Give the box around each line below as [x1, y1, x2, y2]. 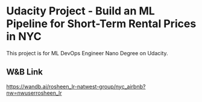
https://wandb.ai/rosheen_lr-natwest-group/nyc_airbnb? [6, 83, 146, 90]
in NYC [6, 30, 42, 43]
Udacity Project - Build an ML [6, 4, 155, 18]
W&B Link [6, 67, 43, 77]
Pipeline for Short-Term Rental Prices [6, 17, 197, 31]
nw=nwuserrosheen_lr [6, 89, 62, 97]
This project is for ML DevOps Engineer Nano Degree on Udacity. [6, 49, 168, 56]
